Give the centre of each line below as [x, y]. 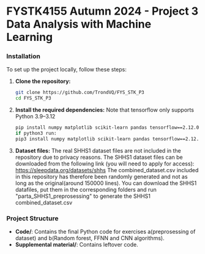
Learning [30, 37]
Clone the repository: [43, 81]
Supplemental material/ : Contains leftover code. [77, 245]
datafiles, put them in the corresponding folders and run [86, 189]
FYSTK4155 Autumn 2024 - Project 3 [102, 11]
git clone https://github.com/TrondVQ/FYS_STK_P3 [80, 93]
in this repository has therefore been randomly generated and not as [101, 176]
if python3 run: [36, 133]
